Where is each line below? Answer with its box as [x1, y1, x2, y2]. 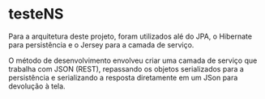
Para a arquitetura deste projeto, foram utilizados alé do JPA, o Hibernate [8, 31, 253, 41]
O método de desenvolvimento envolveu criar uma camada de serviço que [8, 56, 258, 65]
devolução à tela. [8, 81, 66, 91]
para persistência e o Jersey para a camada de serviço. [8, 39, 194, 49]
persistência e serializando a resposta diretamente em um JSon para [8, 72, 238, 82]
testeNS [8, 5, 64, 23]
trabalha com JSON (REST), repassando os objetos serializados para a [8, 64, 245, 73]
